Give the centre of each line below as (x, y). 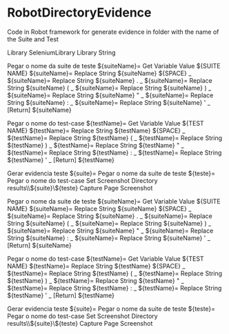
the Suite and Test (33, 39)
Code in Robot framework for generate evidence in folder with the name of (113, 32)
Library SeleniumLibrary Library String (61, 52)
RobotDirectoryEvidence (79, 13)
